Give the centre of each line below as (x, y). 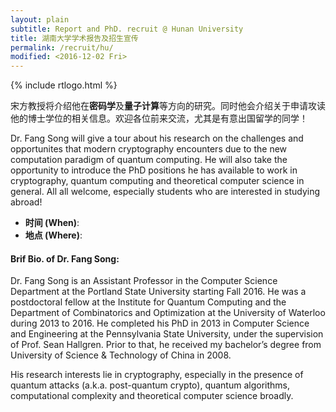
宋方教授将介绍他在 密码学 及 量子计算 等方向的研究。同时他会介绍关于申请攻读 (168, 106)
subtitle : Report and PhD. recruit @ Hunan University (127, 29)
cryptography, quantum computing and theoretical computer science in (157, 181)
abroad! (26, 202)
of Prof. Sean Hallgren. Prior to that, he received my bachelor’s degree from (166, 345)
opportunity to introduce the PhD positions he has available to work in (154, 170)
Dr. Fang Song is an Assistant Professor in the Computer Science (144, 281)
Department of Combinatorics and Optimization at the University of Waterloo (168, 313)
